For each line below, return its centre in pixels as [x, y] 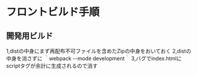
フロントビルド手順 [53, 12]
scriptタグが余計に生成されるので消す [52, 66]
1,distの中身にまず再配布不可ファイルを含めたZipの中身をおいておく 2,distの [99, 51]
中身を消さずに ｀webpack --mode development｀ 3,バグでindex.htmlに [94, 58]
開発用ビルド [30, 36]
